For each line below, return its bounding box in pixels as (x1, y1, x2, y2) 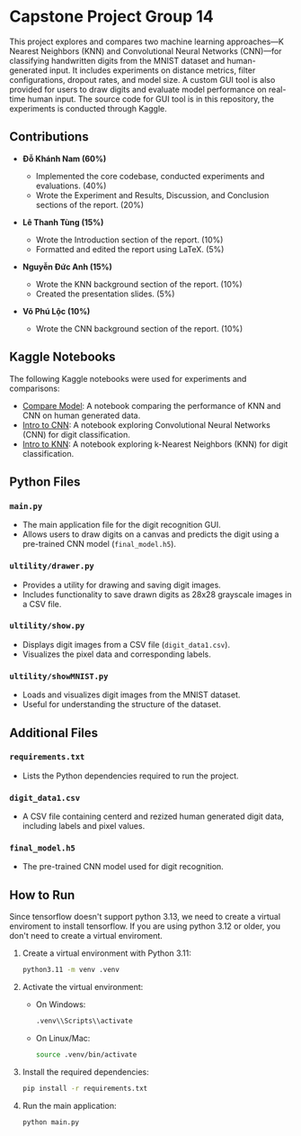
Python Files (9, 474, 81, 489)
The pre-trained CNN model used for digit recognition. (22, 861, 225, 872)
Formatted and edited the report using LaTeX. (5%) (35, 243, 225, 254)
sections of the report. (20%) (35, 199, 145, 210)
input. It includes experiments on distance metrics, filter (49, 65, 256, 76)
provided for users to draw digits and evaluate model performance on (9, 84, 267, 95)
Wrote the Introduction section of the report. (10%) (35, 234, 224, 245)
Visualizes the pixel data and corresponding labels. (22, 649, 211, 659)
